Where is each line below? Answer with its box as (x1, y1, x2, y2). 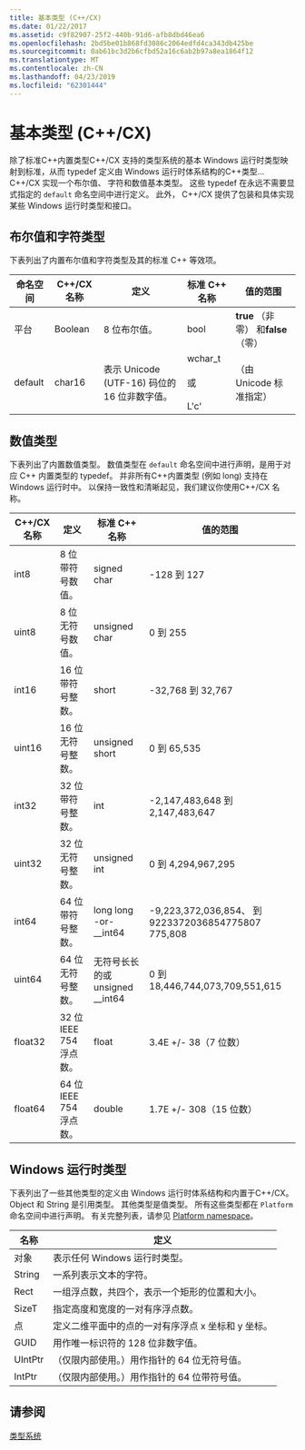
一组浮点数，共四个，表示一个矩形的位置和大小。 (53, 1286, 262, 1298)
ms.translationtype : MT (9, 55, 100, 64)
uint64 (14, 973, 43, 986)
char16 (54, 376, 86, 389)
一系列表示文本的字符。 (53, 1268, 153, 1281)
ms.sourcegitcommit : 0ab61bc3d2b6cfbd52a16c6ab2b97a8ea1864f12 (9, 47, 254, 56)
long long (93, 904, 133, 917)
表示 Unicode (103, 363, 161, 376)
